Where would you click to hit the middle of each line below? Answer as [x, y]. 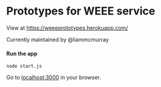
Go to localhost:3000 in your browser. [54, 77]
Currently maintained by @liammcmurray [58, 39]
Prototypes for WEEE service [81, 11]
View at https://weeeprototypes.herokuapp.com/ [67, 28]
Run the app [22, 53]
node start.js [24, 66]
